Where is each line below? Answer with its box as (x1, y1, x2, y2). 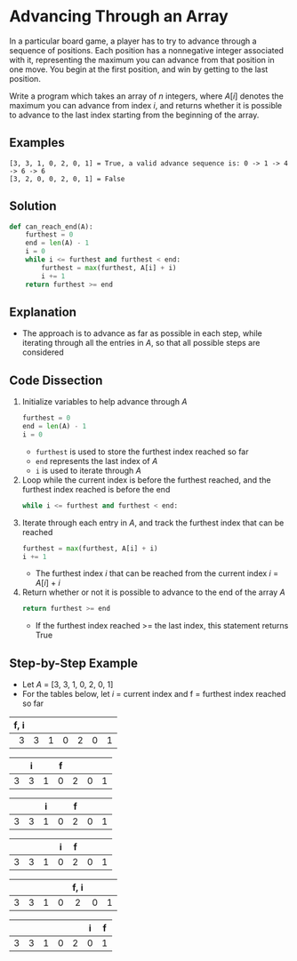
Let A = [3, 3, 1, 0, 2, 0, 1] (21, 679, 114, 690)
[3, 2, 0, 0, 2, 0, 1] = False (9, 174, 125, 183)
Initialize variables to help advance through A (21, 396, 188, 407)
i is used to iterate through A (35, 465, 142, 476)
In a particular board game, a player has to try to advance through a (9, 36, 257, 46)
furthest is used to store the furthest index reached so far (35, 446, 249, 457)
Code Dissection (9, 372, 103, 388)
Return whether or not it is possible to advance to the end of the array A (21, 587, 286, 597)
